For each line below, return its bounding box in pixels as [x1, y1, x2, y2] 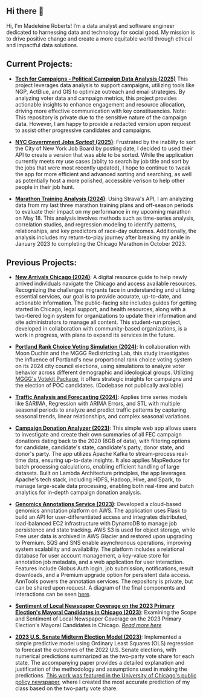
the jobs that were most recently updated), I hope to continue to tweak [14, 164, 191, 171]
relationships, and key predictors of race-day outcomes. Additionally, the [14, 227, 197, 234]
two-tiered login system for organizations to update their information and [14, 312, 197, 320]
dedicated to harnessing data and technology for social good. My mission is [6, 28, 195, 36]
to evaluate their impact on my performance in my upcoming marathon [14, 208, 192, 215]
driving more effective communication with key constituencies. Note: [14, 107, 187, 114]
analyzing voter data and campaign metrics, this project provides [14, 94, 177, 102]
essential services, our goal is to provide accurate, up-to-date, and [14, 293, 182, 300]
